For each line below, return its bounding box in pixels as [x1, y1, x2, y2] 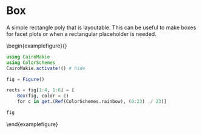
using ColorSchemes [6, 59, 56, 66]
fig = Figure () [6, 76, 45, 82]
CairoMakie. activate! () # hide [6, 65, 86, 71]
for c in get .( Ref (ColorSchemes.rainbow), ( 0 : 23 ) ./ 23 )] [17, 99, 167, 105]
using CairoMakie [6, 54, 50, 60]
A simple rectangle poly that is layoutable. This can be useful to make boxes [6, 24, 197, 31]
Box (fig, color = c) [17, 93, 69, 99]
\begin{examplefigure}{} [6, 42, 67, 49]
